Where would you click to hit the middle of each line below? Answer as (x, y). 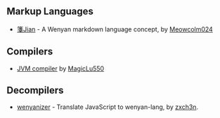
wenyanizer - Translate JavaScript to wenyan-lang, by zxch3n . (107, 107)
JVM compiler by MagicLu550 (60, 68)
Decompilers (35, 90)
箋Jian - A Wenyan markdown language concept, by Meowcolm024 (115, 29)
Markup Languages (50, 12)
